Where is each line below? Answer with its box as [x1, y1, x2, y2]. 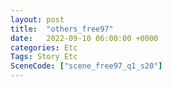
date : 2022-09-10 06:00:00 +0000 [10, 33, 159, 43]
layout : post [10, 14, 65, 25]
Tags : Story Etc [10, 52, 78, 62]
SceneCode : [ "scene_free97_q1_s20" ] [10, 61, 163, 71]
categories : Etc [10, 42, 78, 53]
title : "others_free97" [10, 24, 114, 34]
